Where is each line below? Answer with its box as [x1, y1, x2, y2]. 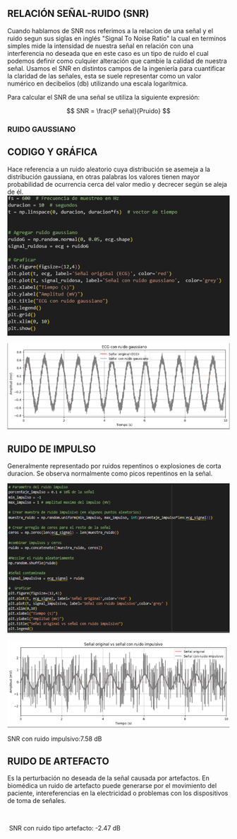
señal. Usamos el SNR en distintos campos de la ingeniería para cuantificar [7, 64, 226, 72]
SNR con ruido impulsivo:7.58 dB [7, 734, 102, 743]
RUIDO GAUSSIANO [7, 124, 76, 134]
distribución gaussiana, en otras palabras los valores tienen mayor [7, 172, 200, 181]
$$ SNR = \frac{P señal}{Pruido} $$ [66, 106, 171, 115]
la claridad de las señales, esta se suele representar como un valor [7, 71, 202, 80]
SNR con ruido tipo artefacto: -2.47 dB [8, 824, 121, 833]
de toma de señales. [7, 797, 66, 805]
